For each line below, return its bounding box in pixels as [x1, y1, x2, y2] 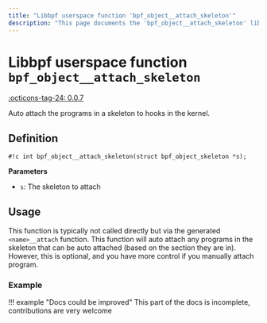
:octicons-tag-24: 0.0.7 [8, 93, 84, 103]
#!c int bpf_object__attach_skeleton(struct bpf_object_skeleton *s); [8, 152, 247, 161]
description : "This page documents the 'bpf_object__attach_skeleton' [8, 19, 247, 27]
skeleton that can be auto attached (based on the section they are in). [8, 243, 237, 252]
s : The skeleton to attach [19, 182, 101, 191]
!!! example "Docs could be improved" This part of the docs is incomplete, [8, 298, 250, 307]
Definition [8, 132, 58, 145]
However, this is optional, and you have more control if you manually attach [8, 252, 254, 261]
